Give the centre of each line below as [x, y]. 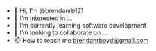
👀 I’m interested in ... [43, 18]
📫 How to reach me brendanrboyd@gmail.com [81, 40]
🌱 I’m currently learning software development [80, 25]
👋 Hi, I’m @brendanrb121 [49, 11]
